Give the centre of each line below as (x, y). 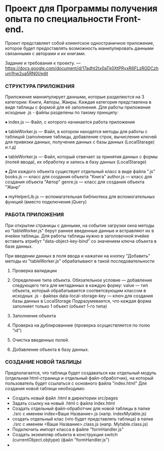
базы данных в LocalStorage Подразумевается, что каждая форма (82, 301)
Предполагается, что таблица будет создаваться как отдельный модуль (81, 373)
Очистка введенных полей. (41, 340)
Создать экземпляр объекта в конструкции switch (65, 434)
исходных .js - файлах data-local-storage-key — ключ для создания (82, 296)
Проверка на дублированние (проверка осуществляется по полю (81, 325)
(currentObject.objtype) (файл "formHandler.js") (61, 440)
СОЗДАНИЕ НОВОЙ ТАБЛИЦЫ (43, 362)
